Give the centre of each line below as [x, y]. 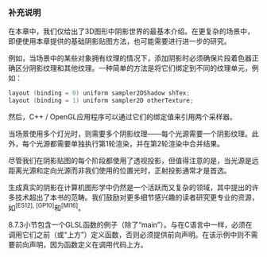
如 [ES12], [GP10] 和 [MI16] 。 [47, 207]
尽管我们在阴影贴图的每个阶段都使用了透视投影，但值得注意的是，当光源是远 [133, 161]
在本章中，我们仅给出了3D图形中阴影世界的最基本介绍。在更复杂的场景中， [131, 31]
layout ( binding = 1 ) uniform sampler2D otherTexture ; [101, 101]
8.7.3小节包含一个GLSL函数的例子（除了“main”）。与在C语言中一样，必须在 [130, 224]
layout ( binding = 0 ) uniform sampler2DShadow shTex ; [99, 93]
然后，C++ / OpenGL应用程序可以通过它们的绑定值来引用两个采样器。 [122, 117]
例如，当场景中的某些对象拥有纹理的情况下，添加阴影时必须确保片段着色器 [130, 58]
